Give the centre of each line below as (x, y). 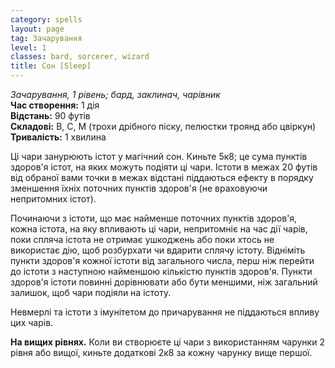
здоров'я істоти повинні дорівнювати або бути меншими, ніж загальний (164, 282)
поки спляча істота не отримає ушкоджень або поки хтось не (142, 239)
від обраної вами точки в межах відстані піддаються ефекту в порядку (162, 177)
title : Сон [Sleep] (51, 66)
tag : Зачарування (46, 38)
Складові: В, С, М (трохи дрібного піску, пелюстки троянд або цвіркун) (163, 126)
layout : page (37, 29)
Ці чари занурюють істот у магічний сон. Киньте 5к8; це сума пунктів (159, 156)
